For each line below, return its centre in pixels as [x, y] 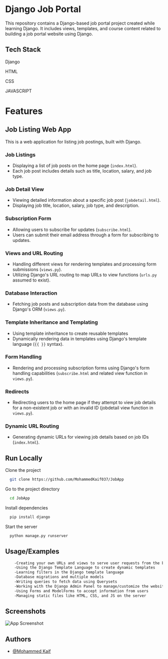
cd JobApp [20, 498]
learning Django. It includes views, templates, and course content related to [83, 28]
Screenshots [25, 611]
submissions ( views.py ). [37, 269]
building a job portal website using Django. [49, 34]
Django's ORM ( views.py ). [39, 309]
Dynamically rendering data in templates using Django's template [79, 339]
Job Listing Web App [38, 130]
